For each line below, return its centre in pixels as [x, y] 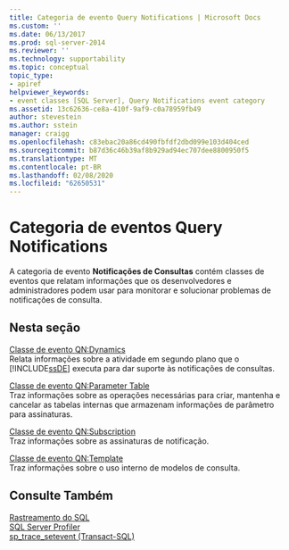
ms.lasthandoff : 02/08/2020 [62, 175]
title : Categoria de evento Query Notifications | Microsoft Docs [135, 17]
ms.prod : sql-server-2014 [57, 42]
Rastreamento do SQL [50, 517]
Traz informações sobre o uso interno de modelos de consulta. [125, 467]
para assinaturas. [41, 414]
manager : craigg [39, 134]
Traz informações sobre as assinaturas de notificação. [109, 441]
